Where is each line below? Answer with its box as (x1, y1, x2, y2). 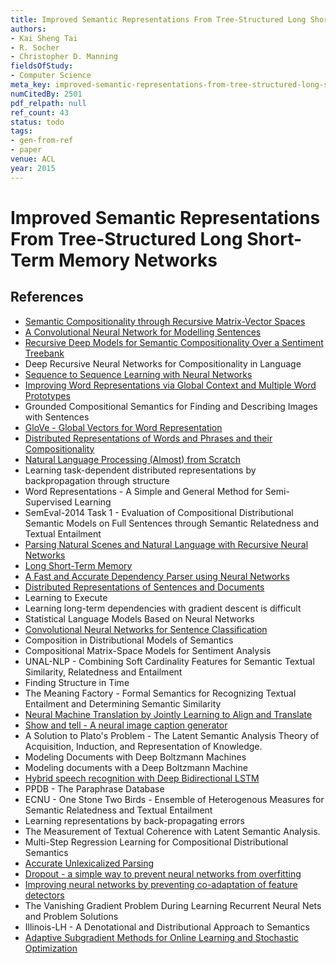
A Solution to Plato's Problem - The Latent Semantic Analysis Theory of (24, 729, 320, 741)
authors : (10, 24, 47, 34)
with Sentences (24, 411, 90, 423)
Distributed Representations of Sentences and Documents (24, 581, 265, 593)
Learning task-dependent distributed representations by (24, 464, 257, 476)
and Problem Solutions (24, 910, 119, 922)
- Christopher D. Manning (10, 52, 118, 62)
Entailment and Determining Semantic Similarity (24, 697, 222, 710)
